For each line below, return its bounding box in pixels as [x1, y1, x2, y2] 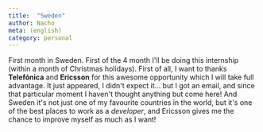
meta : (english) [8, 26, 62, 34]
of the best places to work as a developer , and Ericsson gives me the [8, 107, 234, 116]
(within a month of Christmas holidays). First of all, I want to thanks [8, 64, 227, 74]
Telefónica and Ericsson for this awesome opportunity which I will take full [8, 72, 254, 82]
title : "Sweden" [8, 11, 66, 20]
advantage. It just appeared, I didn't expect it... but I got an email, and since [8, 81, 256, 91]
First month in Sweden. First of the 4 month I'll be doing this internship [8, 56, 239, 65]
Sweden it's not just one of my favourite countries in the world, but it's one [8, 98, 253, 107]
